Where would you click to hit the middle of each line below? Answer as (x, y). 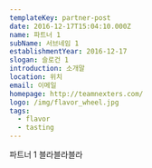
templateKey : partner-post (60, 18)
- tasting (36, 128)
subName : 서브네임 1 (44, 43)
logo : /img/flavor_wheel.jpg (64, 102)
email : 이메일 (33, 85)
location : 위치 (36, 77)
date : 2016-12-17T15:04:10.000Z (70, 26)
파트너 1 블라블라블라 (46, 154)
